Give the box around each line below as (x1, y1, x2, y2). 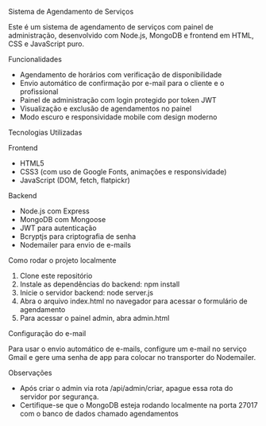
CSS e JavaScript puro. (8, 39, 85, 49)
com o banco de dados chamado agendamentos (19, 409, 179, 418)
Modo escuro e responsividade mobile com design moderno (19, 112, 218, 122)
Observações (8, 368, 52, 377)
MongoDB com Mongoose (19, 215, 106, 224)
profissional (19, 87, 59, 96)
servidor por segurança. (19, 392, 99, 401)
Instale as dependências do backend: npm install (19, 279, 180, 289)
